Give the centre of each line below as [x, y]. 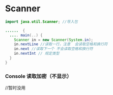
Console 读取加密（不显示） [39, 76]
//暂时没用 [15, 88]
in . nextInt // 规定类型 [37, 54]
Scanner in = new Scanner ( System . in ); [54, 40]
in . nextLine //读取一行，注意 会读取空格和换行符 [61, 44]
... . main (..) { [26, 35]
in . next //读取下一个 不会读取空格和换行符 [54, 49]
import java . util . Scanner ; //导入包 [42, 22]
